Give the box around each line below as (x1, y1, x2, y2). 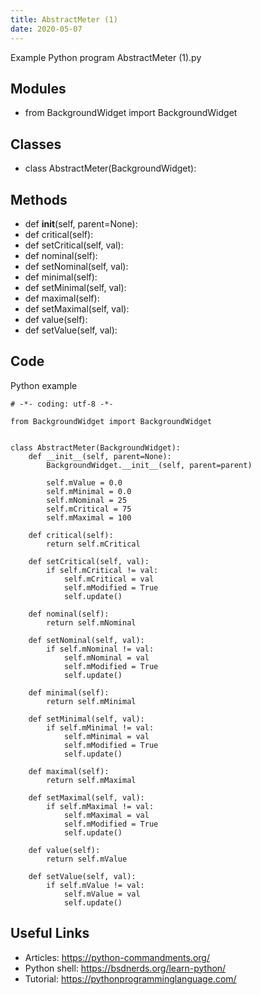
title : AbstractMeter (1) (10, 14, 118, 25)
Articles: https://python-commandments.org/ (24, 951, 210, 963)
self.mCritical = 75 (46, 504, 132, 514)
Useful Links (10, 925, 90, 942)
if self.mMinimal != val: (46, 722, 155, 733)
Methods (10, 191, 68, 208)
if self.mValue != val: (46, 880, 145, 890)
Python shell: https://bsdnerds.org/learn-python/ (24, 962, 227, 974)
